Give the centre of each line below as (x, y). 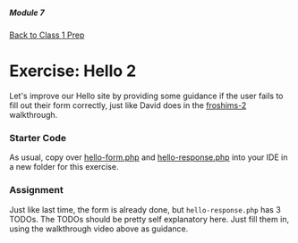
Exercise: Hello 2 (73, 71)
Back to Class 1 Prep (47, 35)
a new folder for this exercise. (64, 167)
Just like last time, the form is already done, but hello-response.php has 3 (145, 209)
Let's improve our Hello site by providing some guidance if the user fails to (146, 96)
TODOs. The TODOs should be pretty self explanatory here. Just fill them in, (149, 219)
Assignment (37, 190)
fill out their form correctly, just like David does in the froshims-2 (128, 105)
